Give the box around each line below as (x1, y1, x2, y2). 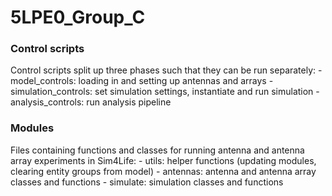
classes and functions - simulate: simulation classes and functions (10, 176, 284, 188)
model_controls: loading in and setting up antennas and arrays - (10, 75, 274, 87)
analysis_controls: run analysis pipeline (10, 96, 172, 108)
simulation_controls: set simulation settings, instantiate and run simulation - (10, 86, 320, 98)
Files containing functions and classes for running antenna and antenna (10, 144, 305, 156)
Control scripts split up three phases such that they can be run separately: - (10, 64, 323, 76)
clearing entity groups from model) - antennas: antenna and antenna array (10, 165, 317, 177)
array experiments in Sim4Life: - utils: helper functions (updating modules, (10, 154, 317, 166)
